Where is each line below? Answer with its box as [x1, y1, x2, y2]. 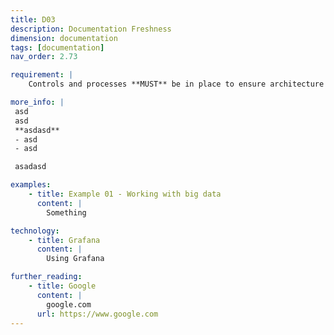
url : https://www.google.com [36, 309, 159, 319]
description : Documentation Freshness [10, 24, 172, 34]
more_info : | [10, 97, 65, 107]
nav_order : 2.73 [10, 52, 78, 62]
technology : [10, 226, 60, 236]
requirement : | [10, 70, 74, 80]
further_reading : [10, 272, 83, 282]
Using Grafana [46, 254, 105, 264]
